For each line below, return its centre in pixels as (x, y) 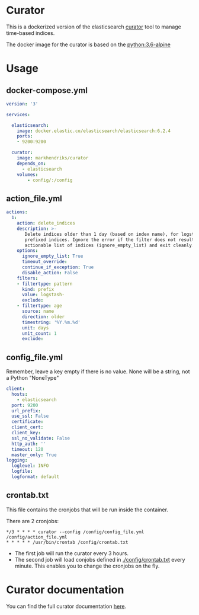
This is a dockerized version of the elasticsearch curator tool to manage (94, 27)
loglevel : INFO (30, 466)
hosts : (20, 394)
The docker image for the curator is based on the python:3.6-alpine (88, 44)
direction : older (43, 317)
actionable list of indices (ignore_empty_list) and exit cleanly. (110, 245)
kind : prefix (38, 289)
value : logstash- (43, 295)
